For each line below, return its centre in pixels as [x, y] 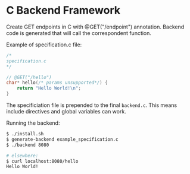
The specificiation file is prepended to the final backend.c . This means [92, 105]
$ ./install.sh [25, 134]
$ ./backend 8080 [28, 145]
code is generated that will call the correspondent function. [79, 33]
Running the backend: [33, 123]
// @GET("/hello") [29, 77]
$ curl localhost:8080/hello [42, 161]
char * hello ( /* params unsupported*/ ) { [57, 83]
